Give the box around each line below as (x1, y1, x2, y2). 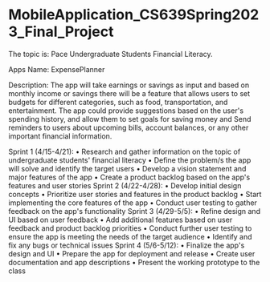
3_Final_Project (8, 22, 114, 41)
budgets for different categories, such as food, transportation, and (8, 97, 228, 107)
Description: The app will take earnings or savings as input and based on (8, 80, 250, 90)
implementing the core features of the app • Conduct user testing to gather (8, 198, 257, 207)
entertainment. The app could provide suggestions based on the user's (8, 106, 243, 115)
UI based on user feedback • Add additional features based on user (8, 215, 233, 224)
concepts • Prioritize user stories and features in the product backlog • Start (8, 189, 262, 199)
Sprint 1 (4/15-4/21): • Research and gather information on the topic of (8, 147, 241, 156)
